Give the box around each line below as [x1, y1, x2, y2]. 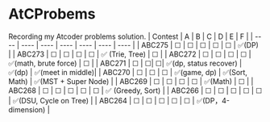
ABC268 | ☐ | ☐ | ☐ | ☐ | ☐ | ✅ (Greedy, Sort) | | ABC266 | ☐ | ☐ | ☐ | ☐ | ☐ [8, 86, 263, 95]
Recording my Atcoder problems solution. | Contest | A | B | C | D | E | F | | [8, 32, 254, 41]
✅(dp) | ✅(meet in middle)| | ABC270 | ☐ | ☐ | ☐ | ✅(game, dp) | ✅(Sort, [8, 67, 248, 77]
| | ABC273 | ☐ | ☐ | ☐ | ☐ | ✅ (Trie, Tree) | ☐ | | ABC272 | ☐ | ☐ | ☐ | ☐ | [8, 49, 251, 59]
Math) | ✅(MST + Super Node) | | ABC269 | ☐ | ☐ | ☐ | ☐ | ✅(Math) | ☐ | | [8, 76, 254, 86]
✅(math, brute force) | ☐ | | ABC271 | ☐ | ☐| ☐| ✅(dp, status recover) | [8, 58, 243, 68]
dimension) [8, 104, 46, 114]
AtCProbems [8, 5, 96, 23]
